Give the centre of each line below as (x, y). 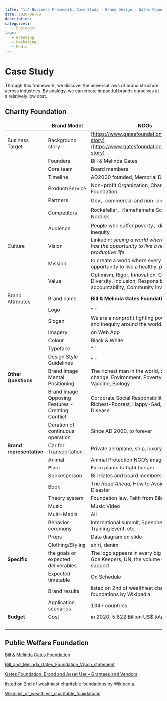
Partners (58, 200)
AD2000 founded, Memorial (124, 177)
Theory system (66, 498)
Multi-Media (63, 514)
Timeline (58, 177)
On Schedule (106, 577)
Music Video (106, 506)
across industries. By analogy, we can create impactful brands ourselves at (82, 91)
